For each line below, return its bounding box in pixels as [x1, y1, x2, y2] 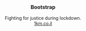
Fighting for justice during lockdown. [5, 15, 81, 21]
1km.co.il [33, 20, 53, 26]
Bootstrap [30, 4, 56, 11]
